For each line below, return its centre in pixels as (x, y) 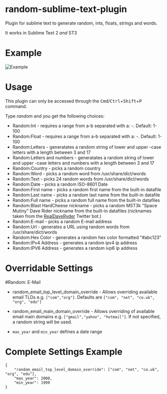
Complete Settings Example (64, 352)
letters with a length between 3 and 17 (51, 152)
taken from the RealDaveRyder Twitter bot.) (57, 216)
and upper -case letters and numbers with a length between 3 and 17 (83, 163)
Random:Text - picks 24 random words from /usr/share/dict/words (81, 179)
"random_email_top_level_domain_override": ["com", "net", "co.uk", (87, 369)
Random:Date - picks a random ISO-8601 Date (60, 184)
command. (16, 106)
